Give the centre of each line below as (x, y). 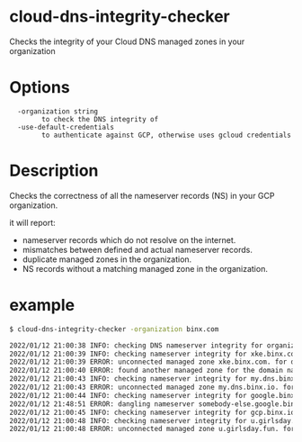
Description (54, 171)
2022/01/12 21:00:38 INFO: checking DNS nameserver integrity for (136, 345)
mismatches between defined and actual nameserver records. (138, 249)
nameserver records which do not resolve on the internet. (129, 239)
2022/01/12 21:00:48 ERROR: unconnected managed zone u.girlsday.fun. (144, 429)
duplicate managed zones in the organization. (107, 259)
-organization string (58, 111)
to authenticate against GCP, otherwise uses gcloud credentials (167, 135)
